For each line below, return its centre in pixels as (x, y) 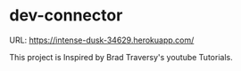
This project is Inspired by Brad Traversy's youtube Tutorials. (121, 57)
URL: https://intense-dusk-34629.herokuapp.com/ (102, 40)
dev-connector (66, 16)
